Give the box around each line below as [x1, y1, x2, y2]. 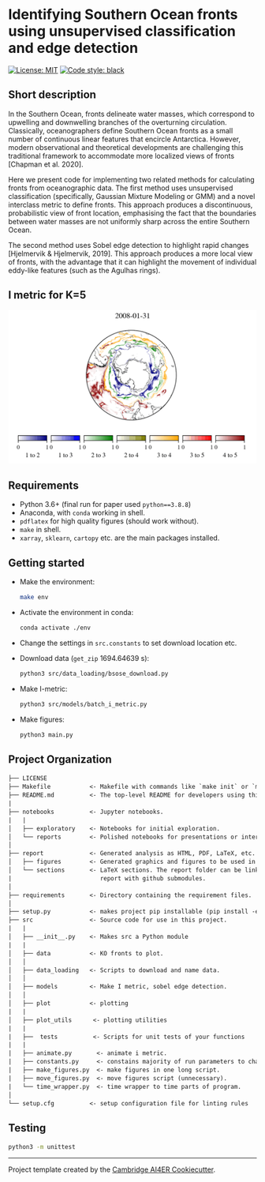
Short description [8, 88, 97, 102]
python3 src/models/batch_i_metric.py [19, 700, 147, 708]
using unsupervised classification [8, 22, 237, 40]
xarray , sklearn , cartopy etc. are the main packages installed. [19, 533, 220, 542]
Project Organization [8, 752, 112, 767]
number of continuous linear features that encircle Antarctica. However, [8, 134, 241, 144]
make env [19, 594, 49, 602]
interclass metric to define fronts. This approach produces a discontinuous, [8, 200, 253, 209]
